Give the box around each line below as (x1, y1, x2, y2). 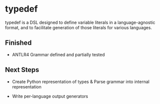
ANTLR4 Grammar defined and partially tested (12, 52, 105, 57)
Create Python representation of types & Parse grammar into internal (12, 79, 149, 85)
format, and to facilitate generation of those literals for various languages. (5, 24, 152, 30)
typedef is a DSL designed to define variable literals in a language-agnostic (5, 19, 156, 25)
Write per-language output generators (12, 93, 88, 99)
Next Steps (5, 66, 39, 74)
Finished (5, 39, 32, 47)
